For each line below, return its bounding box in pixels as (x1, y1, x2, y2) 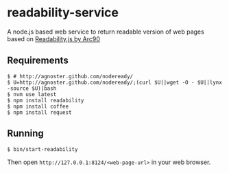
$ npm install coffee (7, 103, 69, 110)
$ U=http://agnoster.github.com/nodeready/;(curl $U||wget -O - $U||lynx (7, 79, 223, 86)
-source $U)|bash (7, 84, 57, 92)
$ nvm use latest (7, 91, 57, 97)
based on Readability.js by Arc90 (7, 34, 101, 43)
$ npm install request (7, 108, 72, 116)
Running (7, 128, 45, 139)
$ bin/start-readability (7, 146, 78, 152)
